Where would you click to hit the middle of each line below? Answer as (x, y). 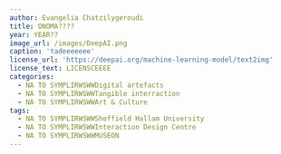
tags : (19, 111)
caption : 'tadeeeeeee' (52, 52)
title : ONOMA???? (42, 26)
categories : (32, 77)
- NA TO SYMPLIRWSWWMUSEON (68, 136)
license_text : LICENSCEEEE (60, 69)
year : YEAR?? (34, 34)
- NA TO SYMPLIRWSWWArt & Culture (82, 102)
